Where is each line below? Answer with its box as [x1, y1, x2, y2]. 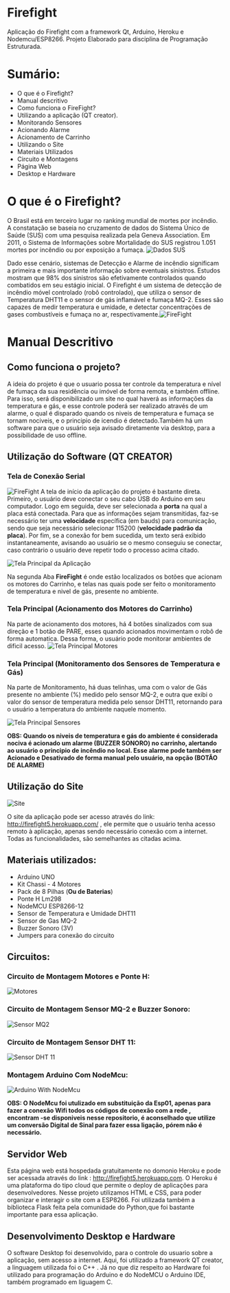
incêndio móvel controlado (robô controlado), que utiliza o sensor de [7, 288, 201, 297]
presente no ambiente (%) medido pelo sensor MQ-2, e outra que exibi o [7, 690, 213, 699]
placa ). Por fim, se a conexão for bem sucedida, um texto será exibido [7, 531, 206, 539]
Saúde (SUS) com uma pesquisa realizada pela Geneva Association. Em [7, 231, 211, 239]
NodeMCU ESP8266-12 [16, 901, 84, 910]
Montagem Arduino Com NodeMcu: [7, 1070, 128, 1080]
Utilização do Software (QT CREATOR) [7, 451, 173, 462]
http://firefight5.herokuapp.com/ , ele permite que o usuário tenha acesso [7, 820, 216, 828]
